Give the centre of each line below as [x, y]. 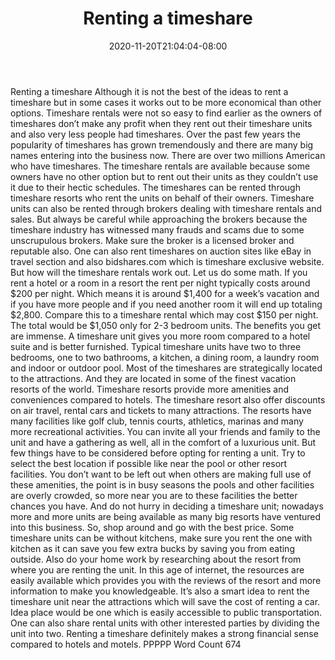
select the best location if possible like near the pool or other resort [149, 463]
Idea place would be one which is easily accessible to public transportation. [166, 612]
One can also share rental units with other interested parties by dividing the [165, 623]
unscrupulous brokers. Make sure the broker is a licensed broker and [152, 240]
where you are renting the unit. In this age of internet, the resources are [157, 569]
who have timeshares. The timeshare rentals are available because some [160, 166]
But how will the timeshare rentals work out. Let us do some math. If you [159, 272]
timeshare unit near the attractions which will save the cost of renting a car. [165, 601]
